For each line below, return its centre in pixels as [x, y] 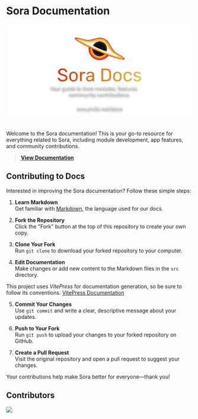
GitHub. [24, 341]
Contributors [31, 395]
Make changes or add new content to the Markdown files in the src [97, 268]
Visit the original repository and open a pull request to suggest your [97, 359]
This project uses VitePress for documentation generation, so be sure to [94, 286]
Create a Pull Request [42, 352]
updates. [25, 317]
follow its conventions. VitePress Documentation [65, 292]
